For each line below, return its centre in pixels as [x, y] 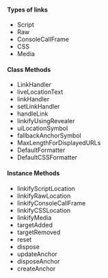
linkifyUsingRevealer [46, 121]
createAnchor [36, 268]
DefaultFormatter [41, 150]
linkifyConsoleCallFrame [51, 203]
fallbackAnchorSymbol [49, 136]
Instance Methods [33, 173]
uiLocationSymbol [42, 128]
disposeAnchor [38, 261]
